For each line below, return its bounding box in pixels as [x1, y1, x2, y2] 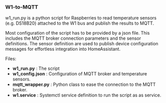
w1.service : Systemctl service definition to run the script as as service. [12, 92, 161, 98]
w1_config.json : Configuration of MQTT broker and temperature [12, 71, 147, 77]
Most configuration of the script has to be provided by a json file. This [5, 30, 150, 36]
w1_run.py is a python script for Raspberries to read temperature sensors [5, 15, 157, 21]
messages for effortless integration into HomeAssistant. [5, 46, 121, 52]
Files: [5, 56, 17, 62]
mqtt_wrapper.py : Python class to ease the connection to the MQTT [12, 81, 156, 87]
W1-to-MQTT [5, 4, 39, 11]
